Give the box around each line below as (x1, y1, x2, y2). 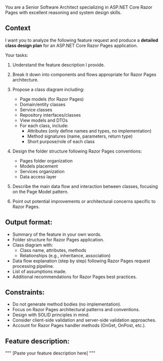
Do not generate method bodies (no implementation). (12, 301, 122, 307)
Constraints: (5, 288, 45, 297)
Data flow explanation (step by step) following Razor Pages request (12, 258, 151, 264)
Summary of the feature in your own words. (12, 231, 102, 237)
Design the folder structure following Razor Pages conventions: (12, 148, 142, 154)
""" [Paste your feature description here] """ (5, 350, 95, 356)
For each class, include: (19, 122, 69, 129)
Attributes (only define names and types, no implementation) (27, 128, 152, 134)
